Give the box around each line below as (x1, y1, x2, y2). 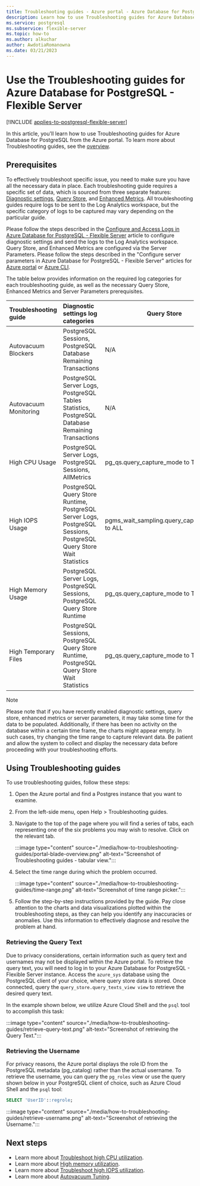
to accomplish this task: (6, 1008, 64, 1015)
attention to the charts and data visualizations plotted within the (14, 904, 171, 912)
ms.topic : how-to (6, 31, 49, 37)
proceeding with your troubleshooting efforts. (6, 746, 118, 753)
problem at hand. (14, 923, 57, 931)
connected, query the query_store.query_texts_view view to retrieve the (6, 983, 185, 990)
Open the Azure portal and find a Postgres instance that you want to (14, 790, 182, 798)
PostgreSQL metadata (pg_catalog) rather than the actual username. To (6, 1066, 182, 1074)
